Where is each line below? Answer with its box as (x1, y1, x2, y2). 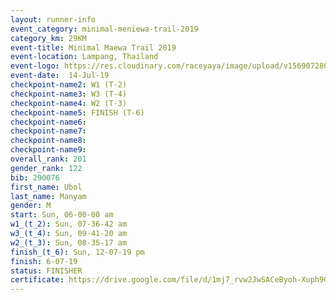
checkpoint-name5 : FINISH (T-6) (10, 107, 145, 118)
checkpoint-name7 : (10, 126, 87, 136)
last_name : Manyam (10, 191, 87, 201)
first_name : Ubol (10, 182, 83, 192)
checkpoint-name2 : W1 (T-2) (10, 80, 128, 90)
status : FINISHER (10, 266, 83, 276)
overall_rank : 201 (10, 154, 87, 164)
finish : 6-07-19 (10, 256, 78, 266)
